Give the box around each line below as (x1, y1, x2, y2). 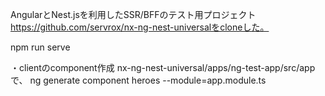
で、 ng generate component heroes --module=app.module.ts (10, 74, 267, 86)
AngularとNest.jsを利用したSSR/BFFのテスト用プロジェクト (10, 9, 257, 20)
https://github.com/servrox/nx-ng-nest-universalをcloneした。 (10, 21, 270, 33)
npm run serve (10, 41, 71, 53)
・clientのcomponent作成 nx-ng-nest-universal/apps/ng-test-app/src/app (10, 62, 316, 73)
